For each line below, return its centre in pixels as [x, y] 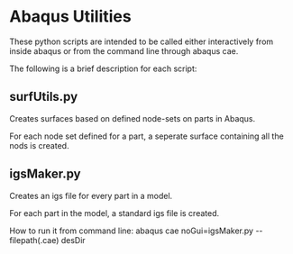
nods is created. [39, 145]
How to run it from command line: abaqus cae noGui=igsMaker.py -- [136, 231]
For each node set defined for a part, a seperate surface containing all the [146, 136]
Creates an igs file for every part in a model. [91, 195]
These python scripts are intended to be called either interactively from [142, 41]
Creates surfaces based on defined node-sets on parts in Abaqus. [133, 118]
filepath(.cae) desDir [47, 240]
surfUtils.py [44, 97]
